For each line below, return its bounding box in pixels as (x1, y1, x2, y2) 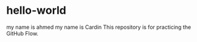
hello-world (6, 4, 67, 17)
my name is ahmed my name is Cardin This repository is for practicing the (6, 23, 192, 31)
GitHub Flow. (6, 29, 38, 37)
